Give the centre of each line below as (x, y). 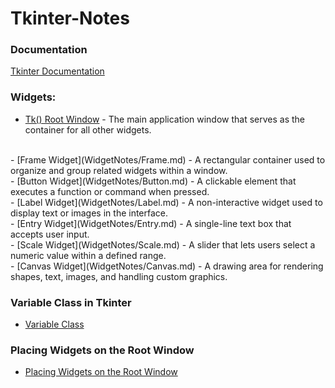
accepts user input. (50, 234)
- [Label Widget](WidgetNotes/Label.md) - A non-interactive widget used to (166, 202)
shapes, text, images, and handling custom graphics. (119, 276)
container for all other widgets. (88, 129)
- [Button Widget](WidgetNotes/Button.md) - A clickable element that (153, 181)
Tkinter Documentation (57, 71)
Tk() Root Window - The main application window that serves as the (165, 119)
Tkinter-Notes (70, 18)
